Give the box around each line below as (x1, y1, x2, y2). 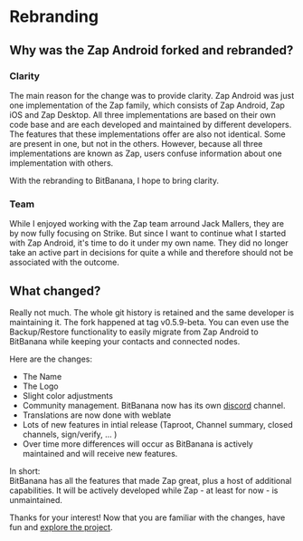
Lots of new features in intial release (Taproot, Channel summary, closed (22, 419, 293, 430)
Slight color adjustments (22, 390, 113, 401)
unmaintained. (9, 494, 63, 505)
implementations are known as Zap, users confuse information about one (9, 148, 282, 159)
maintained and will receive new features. (22, 448, 178, 459)
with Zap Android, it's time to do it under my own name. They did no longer (9, 237, 289, 248)
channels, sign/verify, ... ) (22, 429, 118, 440)
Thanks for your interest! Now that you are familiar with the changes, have (9, 512, 286, 523)
